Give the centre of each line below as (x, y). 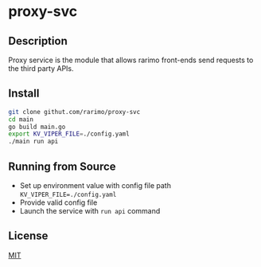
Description (38, 41)
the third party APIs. (41, 69)
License (28, 236)
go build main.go (37, 127)
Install (24, 94)
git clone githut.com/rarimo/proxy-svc (74, 112)
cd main (21, 119)
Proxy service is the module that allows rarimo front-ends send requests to (131, 60)
